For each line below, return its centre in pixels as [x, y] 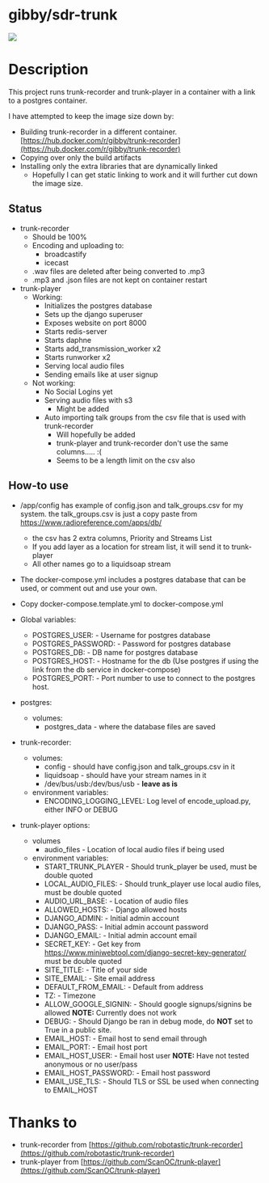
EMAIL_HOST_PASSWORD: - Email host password [127, 1072]
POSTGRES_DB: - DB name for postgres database [115, 652]
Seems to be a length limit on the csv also [126, 460]
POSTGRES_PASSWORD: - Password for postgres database [132, 644]
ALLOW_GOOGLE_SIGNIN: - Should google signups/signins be [148, 1003]
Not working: [54, 382]
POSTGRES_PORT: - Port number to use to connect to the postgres [144, 678]
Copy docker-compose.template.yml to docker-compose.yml [122, 603]
